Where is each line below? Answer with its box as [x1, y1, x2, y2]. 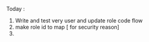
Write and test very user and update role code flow [15, 17, 143, 24]
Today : [6, 5, 26, 12]
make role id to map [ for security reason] [15, 24, 120, 30]
